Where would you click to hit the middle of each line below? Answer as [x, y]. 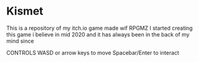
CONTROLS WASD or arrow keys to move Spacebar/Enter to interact [93, 52]
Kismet [25, 11]
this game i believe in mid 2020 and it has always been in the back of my [98, 34]
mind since [20, 41]
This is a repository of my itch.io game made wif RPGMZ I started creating [99, 28]
